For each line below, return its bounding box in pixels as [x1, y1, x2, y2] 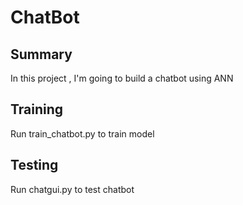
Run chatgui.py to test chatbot [10, 183, 135, 195]
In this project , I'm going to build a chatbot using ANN [10, 72, 234, 84]
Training [10, 101, 64, 118]
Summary [10, 46, 73, 63]
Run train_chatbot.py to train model [10, 127, 155, 140]
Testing [10, 157, 59, 174]
